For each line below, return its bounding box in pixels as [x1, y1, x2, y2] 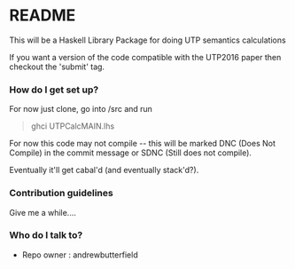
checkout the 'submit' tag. [9, 61, 105, 72]
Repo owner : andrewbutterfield [21, 249, 139, 260]
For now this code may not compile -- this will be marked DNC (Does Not [9, 138, 276, 149]
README [9, 5, 76, 26]
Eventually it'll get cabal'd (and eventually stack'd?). [9, 165, 199, 176]
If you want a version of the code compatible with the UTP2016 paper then [9, 51, 282, 62]
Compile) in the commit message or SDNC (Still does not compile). [9, 147, 252, 158]
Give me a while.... [9, 207, 77, 218]
